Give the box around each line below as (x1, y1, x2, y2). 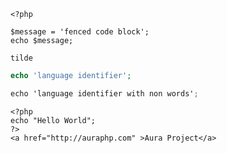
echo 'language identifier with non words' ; (10, 88, 199, 99)
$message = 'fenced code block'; (10, 27, 150, 37)
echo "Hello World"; (10, 115, 97, 125)
